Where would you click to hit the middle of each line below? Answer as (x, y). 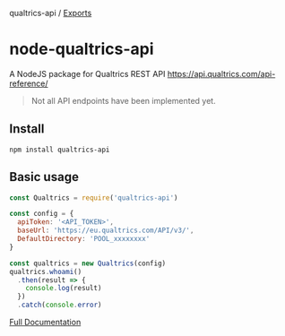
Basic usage (44, 177)
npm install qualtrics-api (60, 150)
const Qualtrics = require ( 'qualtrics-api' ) (94, 198)
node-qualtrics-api (82, 49)
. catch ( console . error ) (60, 305)
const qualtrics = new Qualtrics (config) (88, 263)
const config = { (42, 214)
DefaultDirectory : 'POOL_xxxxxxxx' (84, 239)
